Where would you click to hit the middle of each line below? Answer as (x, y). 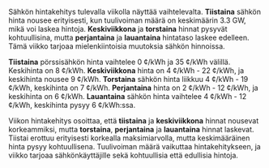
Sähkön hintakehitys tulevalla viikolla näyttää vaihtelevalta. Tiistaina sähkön (135, 12)
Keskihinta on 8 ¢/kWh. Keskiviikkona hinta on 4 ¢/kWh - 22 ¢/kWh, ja (126, 71)
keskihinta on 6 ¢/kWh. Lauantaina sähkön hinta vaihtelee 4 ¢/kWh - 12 (128, 96)
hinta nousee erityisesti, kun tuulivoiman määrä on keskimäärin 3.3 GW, (127, 20)
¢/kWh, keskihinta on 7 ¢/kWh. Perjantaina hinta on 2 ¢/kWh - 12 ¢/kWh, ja (133, 88)
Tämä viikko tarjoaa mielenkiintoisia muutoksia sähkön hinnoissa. (117, 46)
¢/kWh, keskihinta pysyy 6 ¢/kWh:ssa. (72, 105)
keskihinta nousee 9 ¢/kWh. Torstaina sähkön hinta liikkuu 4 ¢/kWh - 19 (128, 79)
